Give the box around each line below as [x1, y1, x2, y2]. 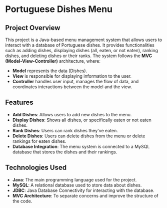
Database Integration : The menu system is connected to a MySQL [12, 143, 150, 149]
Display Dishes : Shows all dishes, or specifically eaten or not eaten [12, 117, 151, 123]
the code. [12, 198, 32, 204]
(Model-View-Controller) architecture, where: [5, 58, 101, 64]
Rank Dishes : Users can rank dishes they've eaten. [12, 127, 118, 133]
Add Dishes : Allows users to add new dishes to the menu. [12, 111, 132, 117]
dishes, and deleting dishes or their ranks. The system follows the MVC [5, 53, 152, 59]
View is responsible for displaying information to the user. [12, 73, 131, 79]
